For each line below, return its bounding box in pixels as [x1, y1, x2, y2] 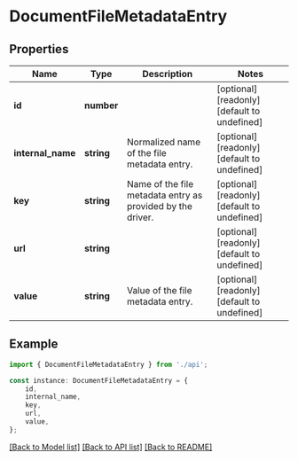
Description [142, 68, 193, 80]
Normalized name [127, 136, 201, 148]
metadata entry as [127, 189, 203, 201]
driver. [127, 211, 154, 223]
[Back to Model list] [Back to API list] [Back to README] [9, 441, 213, 452]
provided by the [127, 200, 192, 212]
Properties [9, 42, 69, 57]
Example [9, 337, 59, 352]
